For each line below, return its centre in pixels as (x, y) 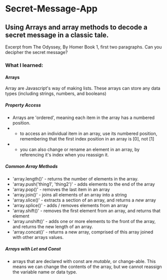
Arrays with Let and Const (33, 248)
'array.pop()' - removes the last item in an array (61, 189)
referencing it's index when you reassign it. (64, 155)
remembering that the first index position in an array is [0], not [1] (87, 139)
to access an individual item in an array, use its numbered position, (88, 133)
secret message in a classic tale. (57, 35)
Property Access (23, 105)
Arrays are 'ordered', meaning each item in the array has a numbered (83, 117)
